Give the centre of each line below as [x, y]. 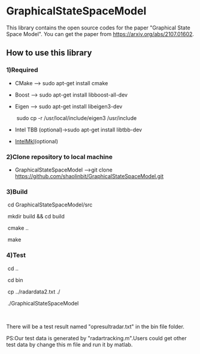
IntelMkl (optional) [37, 141]
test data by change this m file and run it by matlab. [69, 344]
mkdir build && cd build [36, 217]
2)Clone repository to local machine [59, 157]
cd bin [15, 280]
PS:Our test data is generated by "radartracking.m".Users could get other [96, 338]
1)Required [22, 70]
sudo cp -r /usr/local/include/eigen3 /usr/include [77, 118]
